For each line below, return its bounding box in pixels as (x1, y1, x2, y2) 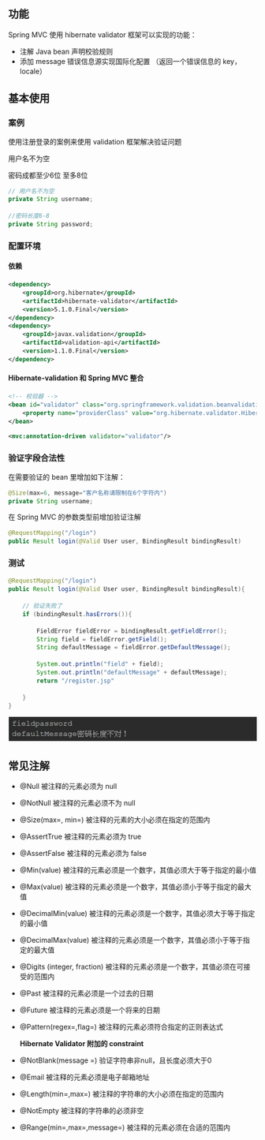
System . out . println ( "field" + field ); (36, 660, 164, 668)
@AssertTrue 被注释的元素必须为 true (19, 832, 142, 841)
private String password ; (8, 220, 93, 228)
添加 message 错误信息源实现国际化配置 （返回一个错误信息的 (19, 56, 222, 65)
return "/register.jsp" (36, 677, 114, 685)
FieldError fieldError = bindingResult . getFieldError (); (36, 626, 227, 635)
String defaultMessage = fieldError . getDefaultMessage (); (36, 644, 231, 652)
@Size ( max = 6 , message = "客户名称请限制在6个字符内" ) (8, 488, 167, 497)
